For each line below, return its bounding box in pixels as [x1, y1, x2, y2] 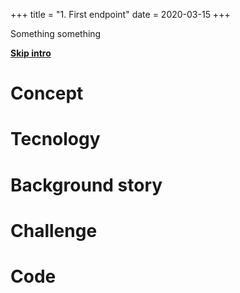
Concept [10, 82, 84, 105]
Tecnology [10, 128, 101, 151]
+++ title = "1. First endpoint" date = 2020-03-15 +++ [10, 9, 231, 20]
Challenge [10, 219, 98, 242]
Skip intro [10, 47, 52, 59]
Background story [10, 174, 163, 196]
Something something [10, 28, 102, 39]
